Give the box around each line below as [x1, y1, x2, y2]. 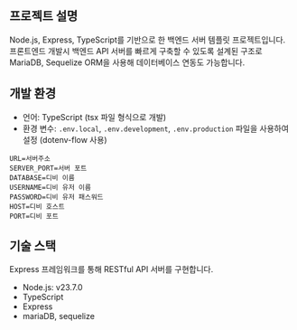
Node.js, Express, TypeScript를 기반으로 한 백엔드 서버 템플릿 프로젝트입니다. [9, 34, 286, 45]
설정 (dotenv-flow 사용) [22, 134, 107, 145]
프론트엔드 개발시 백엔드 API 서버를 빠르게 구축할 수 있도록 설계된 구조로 [9, 45, 264, 56]
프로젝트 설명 [9, 8, 79, 24]
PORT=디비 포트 [9, 212, 59, 221]
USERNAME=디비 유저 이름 [9, 183, 92, 192]
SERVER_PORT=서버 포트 [9, 164, 88, 173]
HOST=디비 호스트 [9, 202, 65, 211]
